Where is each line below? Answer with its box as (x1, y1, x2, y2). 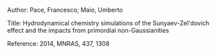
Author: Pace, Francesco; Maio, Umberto (7, 6, 123, 14)
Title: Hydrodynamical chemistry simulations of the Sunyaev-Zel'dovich (7, 19, 210, 27)
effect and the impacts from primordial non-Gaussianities (7, 27, 170, 34)
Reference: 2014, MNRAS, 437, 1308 (7, 40, 110, 47)
